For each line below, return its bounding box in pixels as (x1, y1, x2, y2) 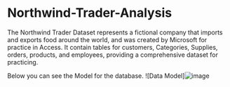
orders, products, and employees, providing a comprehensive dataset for (7, 51, 219, 59)
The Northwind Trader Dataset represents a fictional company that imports (7, 28, 223, 36)
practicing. (7, 58, 39, 66)
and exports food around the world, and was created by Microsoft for (7, 35, 208, 43)
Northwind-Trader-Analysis (7, 5, 172, 21)
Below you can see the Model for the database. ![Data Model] (7, 72, 185, 80)
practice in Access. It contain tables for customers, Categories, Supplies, (7, 43, 218, 51)
